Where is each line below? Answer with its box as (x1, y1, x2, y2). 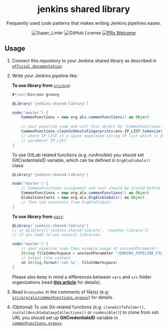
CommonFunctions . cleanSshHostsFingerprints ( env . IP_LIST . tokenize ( (21, 129, 163, 134)
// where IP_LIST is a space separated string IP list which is (21, 133, 158, 138)
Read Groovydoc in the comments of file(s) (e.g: (12, 289, 109, 295)
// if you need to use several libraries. (12, 232, 102, 237)
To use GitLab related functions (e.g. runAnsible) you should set (12, 152, 144, 158)
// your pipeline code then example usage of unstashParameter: (21, 246, 158, 251)
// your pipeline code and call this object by (21, 124, 122, 129)
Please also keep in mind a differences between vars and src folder (12, 274, 151, 280)
